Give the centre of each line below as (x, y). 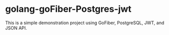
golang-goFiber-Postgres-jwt (68, 9)
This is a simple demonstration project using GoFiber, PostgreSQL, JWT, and (85, 23)
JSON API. (16, 28)
